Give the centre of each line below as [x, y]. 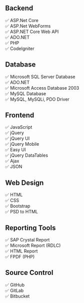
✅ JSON [14, 167]
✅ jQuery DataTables [27, 155]
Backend [19, 8]
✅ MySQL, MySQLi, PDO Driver [37, 99]
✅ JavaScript [19, 127]
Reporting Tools [30, 228]
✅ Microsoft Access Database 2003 [42, 88]
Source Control [29, 273]
